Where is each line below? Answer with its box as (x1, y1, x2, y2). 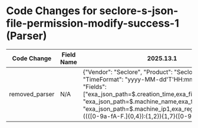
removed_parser (9, 90, 55, 98)
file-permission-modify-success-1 (6, 17, 180, 30)
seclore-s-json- (99, 4, 179, 18)
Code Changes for (6, 4, 97, 18)
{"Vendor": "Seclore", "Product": (82, 68, 173, 76)
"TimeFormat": (82, 75, 124, 83)
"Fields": (82, 83, 107, 91)
